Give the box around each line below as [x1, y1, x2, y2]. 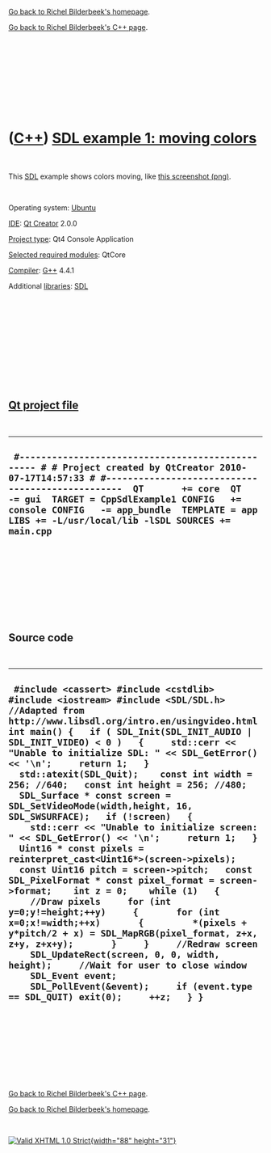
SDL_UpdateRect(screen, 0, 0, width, [29, 948, 220, 961]
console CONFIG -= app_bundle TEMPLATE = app [8, 505, 258, 516]
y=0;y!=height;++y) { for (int [8, 906, 220, 918]
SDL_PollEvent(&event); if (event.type [29, 980, 252, 992]
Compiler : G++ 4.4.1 [8, 265, 75, 275]
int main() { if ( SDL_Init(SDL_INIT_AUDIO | [8, 725, 252, 737]
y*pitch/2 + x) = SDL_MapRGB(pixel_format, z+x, [8, 927, 258, 939]
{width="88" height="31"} [90, 1136, 177, 1146]
